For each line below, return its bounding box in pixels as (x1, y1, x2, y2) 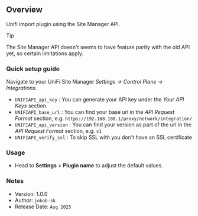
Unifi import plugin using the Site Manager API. (6, 20, 121, 27)
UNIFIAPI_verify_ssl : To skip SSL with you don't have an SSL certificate (14, 134, 192, 141)
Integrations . (6, 84, 37, 91)
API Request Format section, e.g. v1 (14, 128, 102, 135)
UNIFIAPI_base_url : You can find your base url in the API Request (14, 109, 175, 116)
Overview (6, 5, 43, 15)
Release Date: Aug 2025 (14, 203, 72, 210)
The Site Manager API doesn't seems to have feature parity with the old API (6, 43, 190, 50)
